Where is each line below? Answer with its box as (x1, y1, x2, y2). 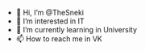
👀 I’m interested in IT (15, 16, 85, 26)
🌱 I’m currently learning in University (15, 25, 138, 34)
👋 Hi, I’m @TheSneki (15, 8, 85, 17)
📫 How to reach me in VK (15, 34, 102, 44)
